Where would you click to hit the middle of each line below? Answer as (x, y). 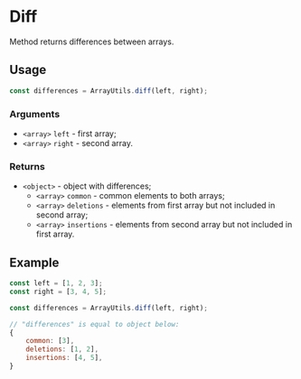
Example (34, 262)
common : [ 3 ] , (50, 341)
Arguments (35, 114)
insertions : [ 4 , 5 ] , (64, 358)
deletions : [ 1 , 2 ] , (62, 349)
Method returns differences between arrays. (92, 42)
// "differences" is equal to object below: (94, 324)
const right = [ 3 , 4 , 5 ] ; (58, 291)
